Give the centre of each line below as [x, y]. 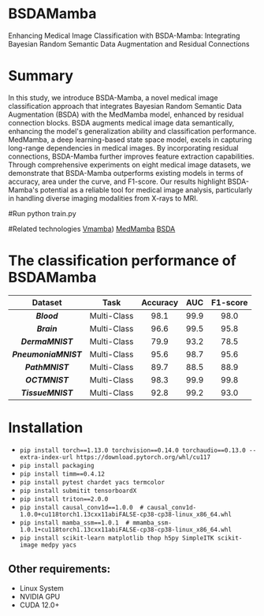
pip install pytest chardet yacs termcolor [92, 482]
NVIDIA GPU [40, 596]
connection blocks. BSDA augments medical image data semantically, [121, 122]
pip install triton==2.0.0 [64, 499]
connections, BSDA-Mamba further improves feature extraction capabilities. [131, 156]
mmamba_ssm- [152, 523]
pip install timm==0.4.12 [62, 474]
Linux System [42, 588]
